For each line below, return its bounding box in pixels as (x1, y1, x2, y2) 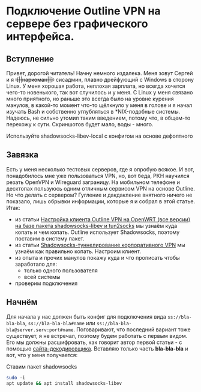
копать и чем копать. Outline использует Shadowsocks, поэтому (14, 228, 180, 236)
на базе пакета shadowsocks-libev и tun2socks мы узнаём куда (14, 222, 178, 229)
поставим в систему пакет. (14, 234, 85, 242)
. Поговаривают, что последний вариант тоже (73, 326, 191, 333)
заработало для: (14, 260, 58, 268)
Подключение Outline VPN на (6, 4, 161, 18)
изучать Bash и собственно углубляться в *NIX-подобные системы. (6, 108, 181, 115)
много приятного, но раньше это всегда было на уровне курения (6, 95, 174, 102)
